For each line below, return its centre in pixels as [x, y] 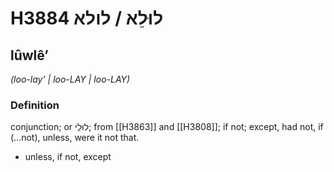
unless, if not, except [68, 157]
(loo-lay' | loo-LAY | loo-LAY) [70, 79]
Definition [35, 105]
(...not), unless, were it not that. [75, 138]
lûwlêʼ [29, 55]
